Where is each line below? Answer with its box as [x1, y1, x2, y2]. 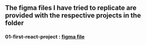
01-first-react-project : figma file [5, 33, 85, 40]
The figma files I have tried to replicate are [5, 4, 137, 12]
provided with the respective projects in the [5, 12, 141, 20]
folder [5, 19, 24, 27]
